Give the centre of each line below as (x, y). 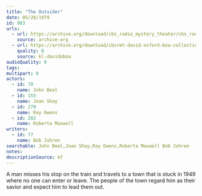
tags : (13, 68)
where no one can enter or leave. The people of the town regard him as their (101, 180)
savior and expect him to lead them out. (55, 187)
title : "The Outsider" (35, 12)
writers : (17, 129)
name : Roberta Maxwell (45, 124)
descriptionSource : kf (35, 157)
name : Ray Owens (38, 112)
